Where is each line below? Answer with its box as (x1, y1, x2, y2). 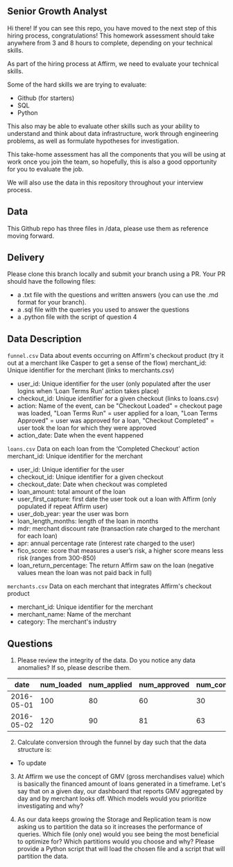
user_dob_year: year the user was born (17, 510, 129, 518)
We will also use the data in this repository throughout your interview (7, 178, 204, 187)
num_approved (138, 680, 189, 689)
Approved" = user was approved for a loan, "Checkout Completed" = (17, 416, 215, 425)
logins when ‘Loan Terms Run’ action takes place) (17, 387, 159, 395)
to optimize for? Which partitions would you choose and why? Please (17, 837, 215, 845)
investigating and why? (17, 802, 83, 810)
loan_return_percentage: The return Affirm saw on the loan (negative (17, 561, 214, 569)
